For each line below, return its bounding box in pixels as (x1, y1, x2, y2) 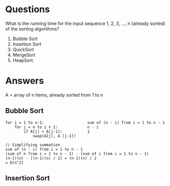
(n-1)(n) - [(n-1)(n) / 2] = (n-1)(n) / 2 (5, 156, 97, 161)
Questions (5, 4, 50, 15)
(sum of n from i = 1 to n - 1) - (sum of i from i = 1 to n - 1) (5, 151, 149, 156)
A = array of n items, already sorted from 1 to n (5, 91, 103, 98)
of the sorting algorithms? (5, 25, 60, 32)
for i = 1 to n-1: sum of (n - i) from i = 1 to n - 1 (5, 120, 165, 125)
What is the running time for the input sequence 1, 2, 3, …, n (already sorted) (5, 20, 165, 26)
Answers (5, 75, 44, 87)
